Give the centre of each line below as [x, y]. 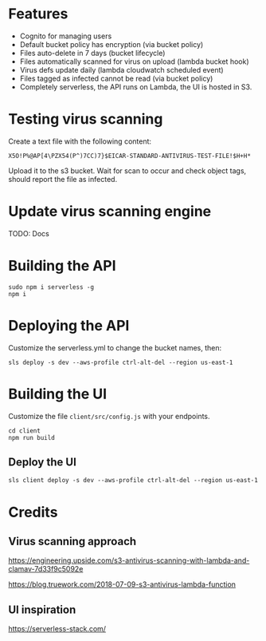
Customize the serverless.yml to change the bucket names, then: [115, 347]
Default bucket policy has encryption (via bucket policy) [111, 44]
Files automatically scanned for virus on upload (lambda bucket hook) [134, 61]
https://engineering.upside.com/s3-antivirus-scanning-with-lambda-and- [129, 560]
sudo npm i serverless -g [51, 287]
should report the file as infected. [63, 179]
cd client [25, 431]
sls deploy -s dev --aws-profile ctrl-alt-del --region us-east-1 [121, 362]
